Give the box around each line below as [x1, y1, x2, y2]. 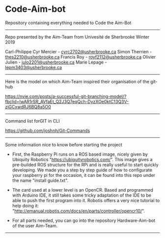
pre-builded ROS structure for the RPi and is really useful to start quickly [12, 162, 159, 168]
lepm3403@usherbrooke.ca [5, 64, 62, 70]
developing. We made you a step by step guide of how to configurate [12, 167, 152, 173]
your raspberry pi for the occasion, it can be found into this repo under [12, 172, 156, 178]
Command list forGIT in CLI [5, 118, 60, 124]
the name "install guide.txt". [12, 177, 69, 183]
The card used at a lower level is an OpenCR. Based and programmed [12, 187, 154, 193]
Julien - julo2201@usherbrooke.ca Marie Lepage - [5, 59, 107, 65]
